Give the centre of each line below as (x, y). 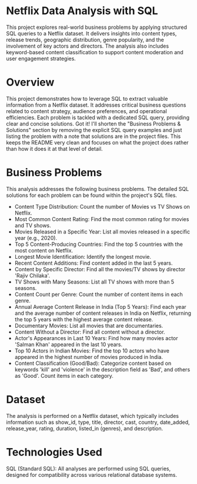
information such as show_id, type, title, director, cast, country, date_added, (98, 422)
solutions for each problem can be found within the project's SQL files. (92, 195)
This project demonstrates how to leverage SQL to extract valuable (87, 98)
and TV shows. (33, 225)
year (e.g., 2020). (36, 238)
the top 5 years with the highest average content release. (84, 319)
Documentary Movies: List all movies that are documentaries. (89, 325)
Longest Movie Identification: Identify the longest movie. (83, 256)
